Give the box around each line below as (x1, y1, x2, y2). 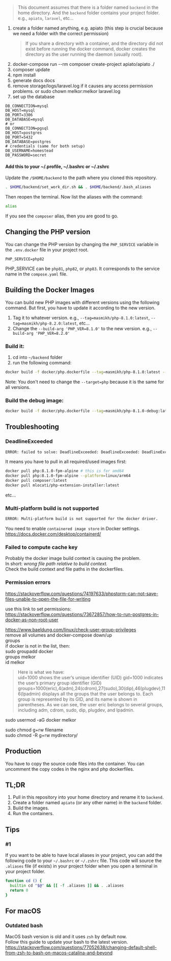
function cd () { (5, 878, 42, 883)
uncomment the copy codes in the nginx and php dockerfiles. (5, 766, 134, 772)
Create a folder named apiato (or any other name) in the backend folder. (12, 800, 162, 806)
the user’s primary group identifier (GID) (17, 680, 102, 686)
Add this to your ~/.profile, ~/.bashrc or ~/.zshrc (5, 163, 109, 169)
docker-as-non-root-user (5, 617, 59, 623)
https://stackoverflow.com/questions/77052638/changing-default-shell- (5, 944, 157, 951)
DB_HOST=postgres (5, 130, 42, 135)
